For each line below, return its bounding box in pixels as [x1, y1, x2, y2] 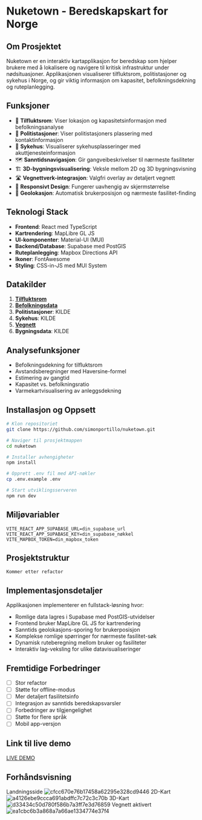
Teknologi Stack [6, 207, 68, 217]
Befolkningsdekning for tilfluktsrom [15, 361, 103, 368]
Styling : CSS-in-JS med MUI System [15, 262, 107, 269]
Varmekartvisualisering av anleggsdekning [15, 387, 122, 395]
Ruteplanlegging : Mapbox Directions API [15, 249, 118, 256]
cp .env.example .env [6, 476, 61, 483]
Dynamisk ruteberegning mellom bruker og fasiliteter [15, 639, 147, 646]
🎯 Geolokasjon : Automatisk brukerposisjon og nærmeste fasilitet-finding [15, 189, 197, 197]
